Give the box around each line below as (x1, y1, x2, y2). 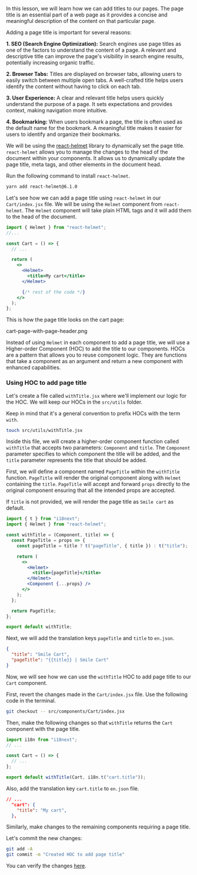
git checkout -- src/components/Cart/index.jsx (6, 708, 125, 714)
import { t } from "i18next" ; (6, 516, 81, 522)
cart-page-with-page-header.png (6, 328, 88, 335)
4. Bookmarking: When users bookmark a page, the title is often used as (6, 118, 183, 125)
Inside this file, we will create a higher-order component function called (6, 438, 179, 445)
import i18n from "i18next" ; (6, 737, 78, 743)
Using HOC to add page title (6, 379, 87, 387)
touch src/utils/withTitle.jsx (6, 427, 83, 433)
